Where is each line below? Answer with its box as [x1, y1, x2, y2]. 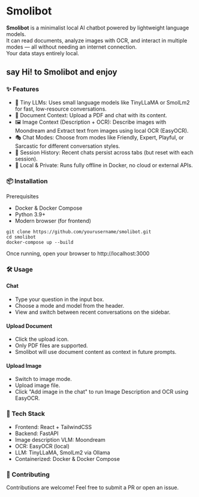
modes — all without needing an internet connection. [6, 43, 137, 50]
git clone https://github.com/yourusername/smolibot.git [6, 228, 152, 235]
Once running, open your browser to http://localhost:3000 [6, 249, 150, 257]
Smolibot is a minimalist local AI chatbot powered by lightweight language [6, 24, 189, 31]
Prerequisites [6, 192, 39, 200]
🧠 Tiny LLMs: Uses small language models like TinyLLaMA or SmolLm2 [14, 99, 190, 106]
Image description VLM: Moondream [14, 436, 106, 443]
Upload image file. [14, 382, 61, 389]
